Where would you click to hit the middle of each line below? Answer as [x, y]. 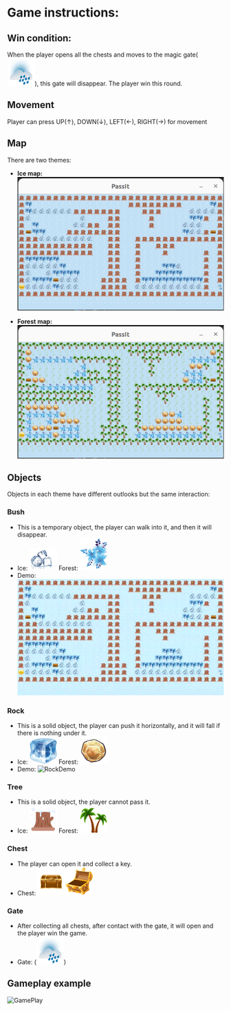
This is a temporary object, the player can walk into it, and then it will [114, 527]
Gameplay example [49, 984]
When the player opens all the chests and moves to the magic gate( [102, 54]
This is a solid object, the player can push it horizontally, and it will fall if [119, 726]
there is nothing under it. [52, 733]
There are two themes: [39, 160]
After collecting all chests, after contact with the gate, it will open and [115, 926]
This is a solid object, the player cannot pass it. [84, 802]
